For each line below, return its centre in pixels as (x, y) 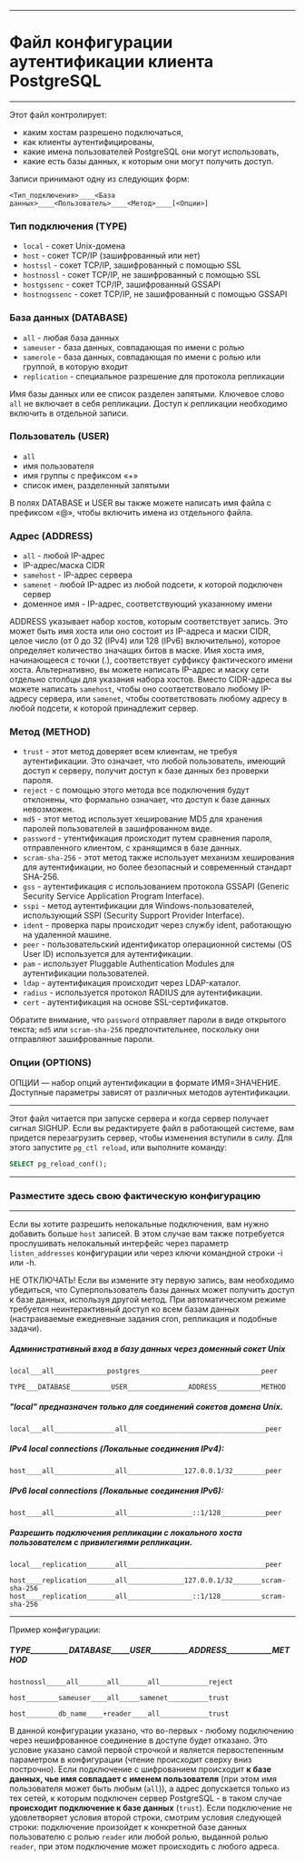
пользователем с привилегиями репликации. (101, 1542)
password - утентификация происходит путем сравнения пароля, (147, 838)
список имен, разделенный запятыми (96, 485)
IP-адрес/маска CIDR (64, 566)
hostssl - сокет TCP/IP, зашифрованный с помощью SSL (132, 265)
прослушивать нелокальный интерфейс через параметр (119, 1243)
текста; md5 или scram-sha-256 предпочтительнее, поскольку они (134, 1029)
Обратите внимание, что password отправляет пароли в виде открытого (148, 1020)
